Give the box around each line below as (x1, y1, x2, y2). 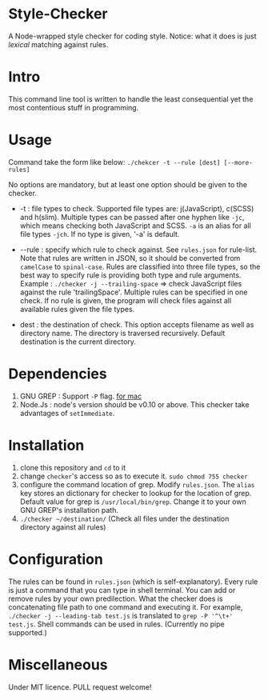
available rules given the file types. (19, 304, 135, 314)
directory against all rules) (19, 522, 106, 532)
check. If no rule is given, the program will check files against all (19, 295, 232, 305)
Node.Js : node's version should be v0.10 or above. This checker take (19, 399, 250, 409)
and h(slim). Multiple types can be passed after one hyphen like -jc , (19, 212, 245, 222)
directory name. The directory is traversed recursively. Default (19, 328, 226, 338)
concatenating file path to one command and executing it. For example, (8, 602, 243, 612)
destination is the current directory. (19, 337, 136, 346)
